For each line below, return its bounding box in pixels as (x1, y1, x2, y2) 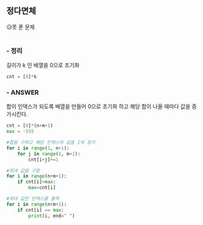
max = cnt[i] (28, 185, 56, 191)
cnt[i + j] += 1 (28, 157, 59, 163)
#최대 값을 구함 (6, 168, 40, 174)
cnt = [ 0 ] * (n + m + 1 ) (6, 123, 53, 129)
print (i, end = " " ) (28, 213, 75, 219)
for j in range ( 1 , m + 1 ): (17, 150, 81, 157)
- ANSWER (6, 88, 39, 97)
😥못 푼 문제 (6, 23, 35, 31)
